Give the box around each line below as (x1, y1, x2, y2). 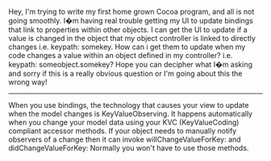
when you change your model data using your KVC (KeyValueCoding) (8, 118, 240, 127)
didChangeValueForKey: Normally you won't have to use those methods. (8, 143, 249, 152)
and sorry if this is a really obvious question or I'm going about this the (8, 68, 243, 78)
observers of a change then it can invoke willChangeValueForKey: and (8, 134, 241, 144)
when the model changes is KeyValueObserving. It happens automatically (8, 109, 252, 118)
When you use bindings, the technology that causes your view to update (8, 101, 249, 109)
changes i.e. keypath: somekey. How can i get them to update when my (8, 42, 246, 52)
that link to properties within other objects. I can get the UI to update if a (8, 25, 248, 35)
